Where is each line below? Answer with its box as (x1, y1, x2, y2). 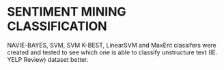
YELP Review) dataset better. (7, 55, 89, 63)
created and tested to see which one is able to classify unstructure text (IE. (7, 48, 218, 56)
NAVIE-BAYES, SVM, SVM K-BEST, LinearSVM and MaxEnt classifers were (7, 41, 216, 49)
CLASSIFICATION (7, 18, 107, 34)
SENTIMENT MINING (7, 4, 126, 20)
